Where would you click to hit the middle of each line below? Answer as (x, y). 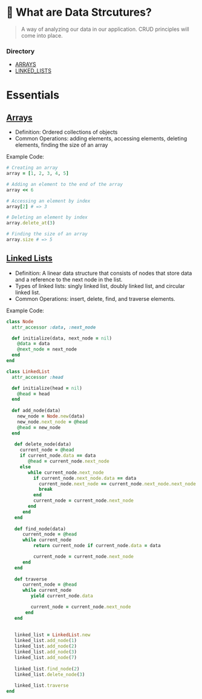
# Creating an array (32, 168)
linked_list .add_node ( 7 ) (46, 657)
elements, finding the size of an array (61, 145)
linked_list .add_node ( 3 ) (46, 652)
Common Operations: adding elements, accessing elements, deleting (101, 139)
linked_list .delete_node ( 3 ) (50, 674)
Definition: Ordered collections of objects (66, 132)
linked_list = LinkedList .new (52, 635)
